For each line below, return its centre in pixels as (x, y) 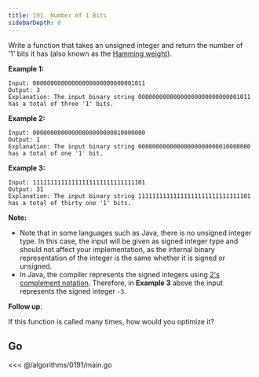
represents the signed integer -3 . (73, 291)
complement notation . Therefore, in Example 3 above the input (121, 283)
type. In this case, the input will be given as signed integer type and (129, 241)
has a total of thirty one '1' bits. (70, 203)
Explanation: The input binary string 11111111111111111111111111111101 (129, 196)
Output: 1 (24, 139)
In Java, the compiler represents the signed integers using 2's (119, 274)
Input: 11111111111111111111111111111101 (77, 182)
